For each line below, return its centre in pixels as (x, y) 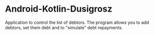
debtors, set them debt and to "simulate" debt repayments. (64, 27)
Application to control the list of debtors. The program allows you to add (77, 22)
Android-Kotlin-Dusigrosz (59, 9)
